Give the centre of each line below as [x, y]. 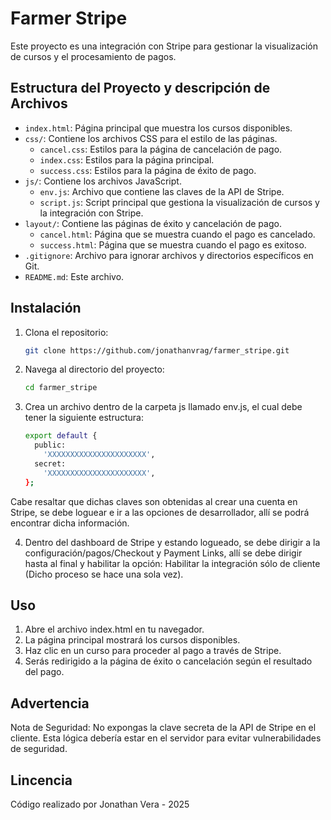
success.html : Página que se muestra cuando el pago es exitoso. [173, 244]
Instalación [46, 308]
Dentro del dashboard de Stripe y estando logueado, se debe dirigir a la [172, 542]
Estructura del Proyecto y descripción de [140, 88]
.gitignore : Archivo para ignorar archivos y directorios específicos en [169, 255]
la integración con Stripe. [91, 213]
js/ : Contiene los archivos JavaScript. [103, 181]
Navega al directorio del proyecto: [94, 369]
